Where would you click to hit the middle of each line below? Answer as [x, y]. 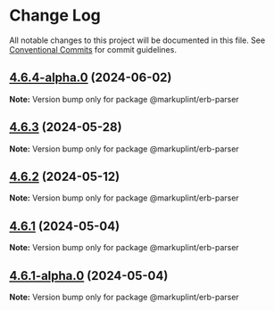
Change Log [55, 16]
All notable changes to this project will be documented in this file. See [137, 40]
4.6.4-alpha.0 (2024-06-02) [91, 78]
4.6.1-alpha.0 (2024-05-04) [89, 276]
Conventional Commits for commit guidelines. [93, 49]
